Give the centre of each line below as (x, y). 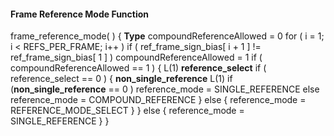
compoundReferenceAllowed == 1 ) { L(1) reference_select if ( (138, 68)
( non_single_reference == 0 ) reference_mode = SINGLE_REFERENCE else (165, 89)
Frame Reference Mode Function (80, 14)
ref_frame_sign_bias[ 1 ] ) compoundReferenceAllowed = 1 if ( (136, 57)
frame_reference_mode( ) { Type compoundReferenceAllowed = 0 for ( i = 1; (167, 36)
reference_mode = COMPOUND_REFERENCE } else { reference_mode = (158, 100)
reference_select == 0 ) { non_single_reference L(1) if (121, 79)
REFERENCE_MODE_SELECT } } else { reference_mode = (127, 111)
